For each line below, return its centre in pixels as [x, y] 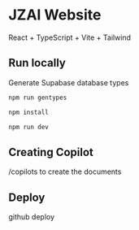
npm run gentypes [38, 98]
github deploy [32, 217]
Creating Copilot [51, 152]
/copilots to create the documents [65, 171]
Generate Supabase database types [69, 82]
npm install [28, 112]
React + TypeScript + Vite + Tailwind [70, 37]
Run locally [37, 63]
